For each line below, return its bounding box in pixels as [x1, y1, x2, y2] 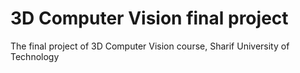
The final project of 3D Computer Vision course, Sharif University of [10, 40, 290, 52]
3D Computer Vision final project [10, 7, 289, 30]
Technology [10, 50, 60, 62]
